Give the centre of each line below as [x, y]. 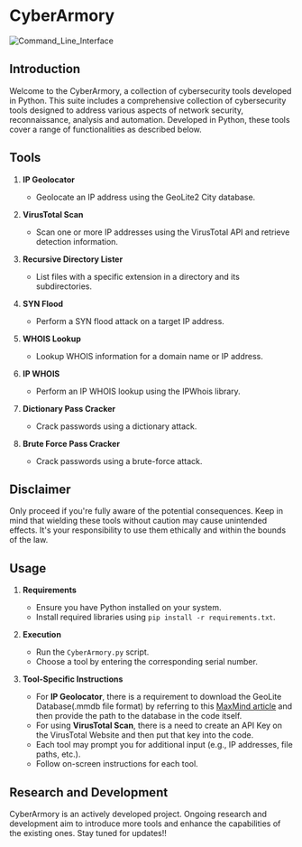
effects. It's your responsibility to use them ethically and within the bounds [148, 530]
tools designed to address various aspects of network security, [127, 110]
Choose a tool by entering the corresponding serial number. [147, 662]
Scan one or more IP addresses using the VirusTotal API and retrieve [163, 232]
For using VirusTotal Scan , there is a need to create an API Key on [159, 726]
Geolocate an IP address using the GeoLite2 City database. [146, 197]
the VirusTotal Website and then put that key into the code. [145, 735]
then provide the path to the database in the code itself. [139, 716]
